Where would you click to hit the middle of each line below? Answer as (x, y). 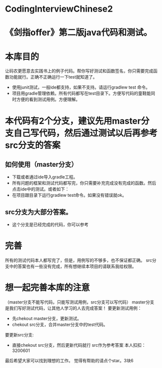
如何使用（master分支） (41, 164)
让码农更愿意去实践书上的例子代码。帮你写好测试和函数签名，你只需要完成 (79, 71)
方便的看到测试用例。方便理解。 (48, 99)
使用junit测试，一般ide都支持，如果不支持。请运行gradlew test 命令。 (81, 87)
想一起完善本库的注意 (48, 288)
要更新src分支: (19, 335)
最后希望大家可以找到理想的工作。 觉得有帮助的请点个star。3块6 (69, 360)
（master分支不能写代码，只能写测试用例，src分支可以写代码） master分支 (80, 302)
